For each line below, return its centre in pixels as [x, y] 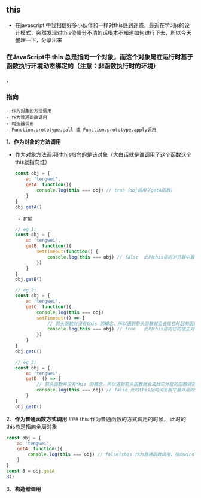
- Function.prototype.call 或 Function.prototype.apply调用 [81, 130]
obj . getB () [28, 280]
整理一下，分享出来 [39, 40]
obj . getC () [28, 351]
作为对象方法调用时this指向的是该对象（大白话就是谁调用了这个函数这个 [103, 154]
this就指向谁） [33, 162]
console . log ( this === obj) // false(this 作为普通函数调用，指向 [106, 454]
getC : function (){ [49, 307]
